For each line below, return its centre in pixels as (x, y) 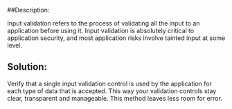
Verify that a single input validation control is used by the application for (110, 83)
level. (15, 45)
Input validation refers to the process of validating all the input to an (104, 23)
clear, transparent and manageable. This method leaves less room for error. (115, 98)
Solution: (27, 67)
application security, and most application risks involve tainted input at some (116, 38)
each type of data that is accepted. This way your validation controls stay (112, 91)
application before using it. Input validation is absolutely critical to (101, 31)
